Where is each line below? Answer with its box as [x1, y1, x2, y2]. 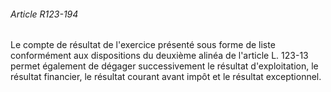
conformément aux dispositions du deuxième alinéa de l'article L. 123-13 [10, 50, 309, 62]
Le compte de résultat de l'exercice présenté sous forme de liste [10, 39, 276, 51]
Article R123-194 [10, 8, 79, 20]
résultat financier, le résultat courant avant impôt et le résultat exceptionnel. [10, 71, 322, 83]
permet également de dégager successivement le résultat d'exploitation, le [10, 60, 319, 72]
